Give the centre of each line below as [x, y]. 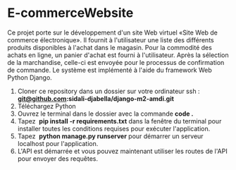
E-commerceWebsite [70, 13]
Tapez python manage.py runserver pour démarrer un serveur [110, 136]
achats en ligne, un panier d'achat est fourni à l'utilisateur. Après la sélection [118, 55]
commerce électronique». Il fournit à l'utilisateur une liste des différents [111, 40]
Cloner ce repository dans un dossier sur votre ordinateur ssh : [108, 91]
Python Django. [30, 77]
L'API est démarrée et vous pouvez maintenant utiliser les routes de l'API [122, 151]
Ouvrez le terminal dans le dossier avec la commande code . [105, 114]
